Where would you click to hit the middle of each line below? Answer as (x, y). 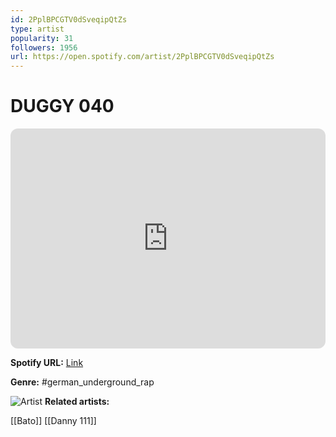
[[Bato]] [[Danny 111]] (53, 421)
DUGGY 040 (62, 106)
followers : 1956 (44, 47)
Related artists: (77, 402)
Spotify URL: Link (47, 363)
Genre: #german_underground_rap (82, 382)
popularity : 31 (42, 38)
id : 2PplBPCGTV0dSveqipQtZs (69, 19)
